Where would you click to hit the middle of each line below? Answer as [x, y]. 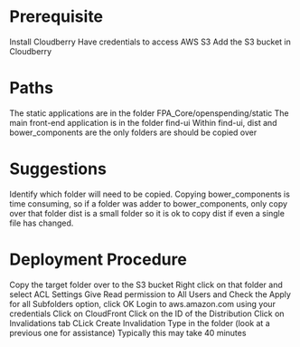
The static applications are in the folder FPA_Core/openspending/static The [149, 113]
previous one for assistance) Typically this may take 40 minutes [128, 333]
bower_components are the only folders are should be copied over [133, 132]
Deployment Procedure [98, 259]
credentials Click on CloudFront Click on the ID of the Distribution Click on [147, 313]
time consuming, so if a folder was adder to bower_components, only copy [148, 203]
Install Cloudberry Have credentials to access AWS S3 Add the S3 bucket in [150, 42]
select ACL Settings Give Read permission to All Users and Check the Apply [150, 294]
